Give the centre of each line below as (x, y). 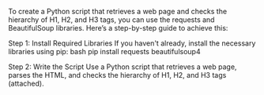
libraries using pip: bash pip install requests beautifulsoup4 (104, 51)
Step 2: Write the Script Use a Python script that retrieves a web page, (123, 67)
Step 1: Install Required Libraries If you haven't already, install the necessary (132, 43)
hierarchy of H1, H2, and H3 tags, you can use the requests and (111, 20)
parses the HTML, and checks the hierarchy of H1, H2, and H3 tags (117, 75)
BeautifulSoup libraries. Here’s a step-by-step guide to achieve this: (118, 28)
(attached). (26, 83)
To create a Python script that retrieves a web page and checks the (118, 11)
